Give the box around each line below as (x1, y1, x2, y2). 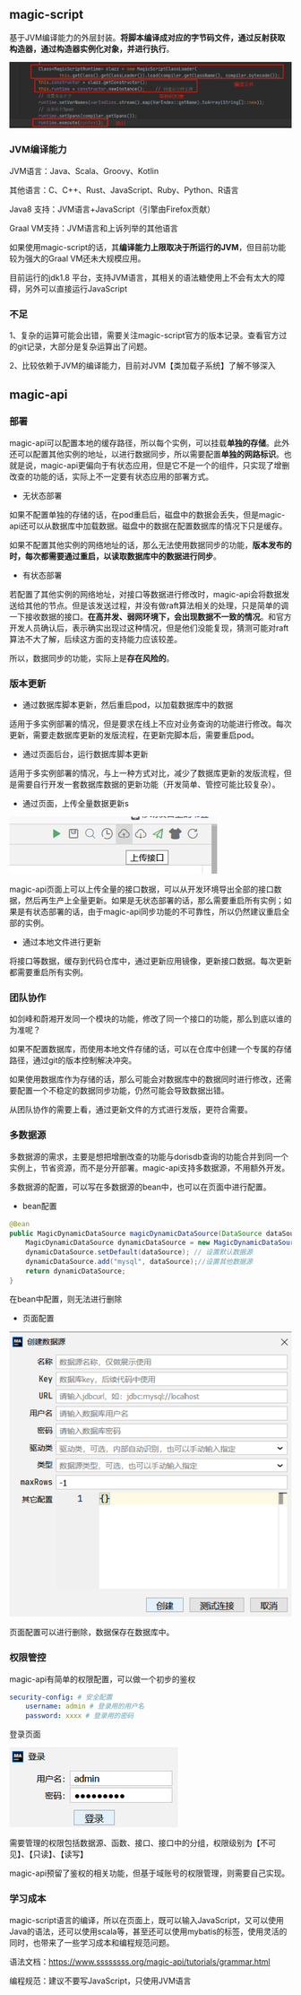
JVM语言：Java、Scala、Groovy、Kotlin (9, 165, 159, 176)
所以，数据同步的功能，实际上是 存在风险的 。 (9, 652, 175, 663)
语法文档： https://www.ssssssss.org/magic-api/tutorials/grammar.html (9, 1956, 271, 1967)
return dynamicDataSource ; (25, 1267, 126, 1276)
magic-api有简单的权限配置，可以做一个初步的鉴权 (9, 1673, 196, 1685)
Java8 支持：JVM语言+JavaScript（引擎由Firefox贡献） (9, 204, 216, 214)
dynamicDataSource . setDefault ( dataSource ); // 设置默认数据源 (25, 1248, 254, 1257)
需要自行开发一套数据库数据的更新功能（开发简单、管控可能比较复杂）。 (16, 780, 280, 790)
